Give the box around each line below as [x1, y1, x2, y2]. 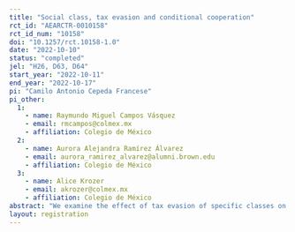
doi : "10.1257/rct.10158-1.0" [9, 37, 121, 47]
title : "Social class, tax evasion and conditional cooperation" [9, 12, 254, 22]
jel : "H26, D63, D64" [9, 63, 89, 71]
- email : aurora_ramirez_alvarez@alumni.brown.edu [25, 152, 216, 161]
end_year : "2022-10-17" [9, 79, 97, 87]
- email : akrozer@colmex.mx [25, 185, 128, 194]
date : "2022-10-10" [9, 46, 81, 55]
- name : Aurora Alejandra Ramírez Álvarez [25, 144, 184, 153]
